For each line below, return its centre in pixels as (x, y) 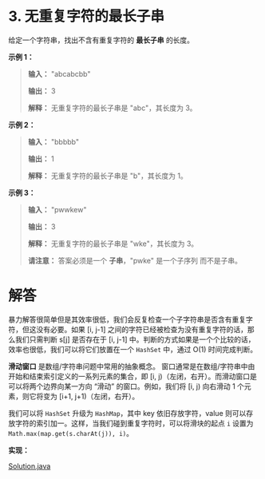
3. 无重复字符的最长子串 (87, 16)
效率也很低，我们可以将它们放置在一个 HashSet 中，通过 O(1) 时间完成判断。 (133, 349)
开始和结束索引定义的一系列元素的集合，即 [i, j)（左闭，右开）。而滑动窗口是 (132, 376)
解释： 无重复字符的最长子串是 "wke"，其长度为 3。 (113, 243)
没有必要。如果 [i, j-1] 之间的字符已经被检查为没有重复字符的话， (141, 329)
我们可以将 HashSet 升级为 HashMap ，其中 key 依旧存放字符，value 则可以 (127, 413)
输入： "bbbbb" (53, 141)
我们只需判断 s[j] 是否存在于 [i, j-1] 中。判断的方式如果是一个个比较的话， (135, 339)
